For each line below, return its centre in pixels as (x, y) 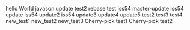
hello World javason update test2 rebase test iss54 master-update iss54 (95, 9)
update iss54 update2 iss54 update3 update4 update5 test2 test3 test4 (94, 15)
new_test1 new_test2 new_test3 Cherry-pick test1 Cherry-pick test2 (89, 21)
